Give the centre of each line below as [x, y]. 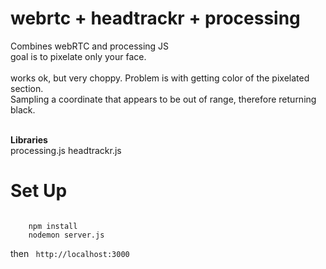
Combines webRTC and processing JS [90, 46]
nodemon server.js [66, 235]
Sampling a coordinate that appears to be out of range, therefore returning [163, 99]
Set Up [39, 191]
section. [27, 88]
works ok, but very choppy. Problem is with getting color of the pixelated [160, 78]
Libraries [29, 139]
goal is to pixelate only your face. [78, 56]
